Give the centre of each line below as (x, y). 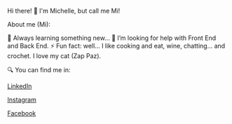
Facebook (22, 113)
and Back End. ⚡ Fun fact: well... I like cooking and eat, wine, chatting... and (116, 46)
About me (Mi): (29, 24)
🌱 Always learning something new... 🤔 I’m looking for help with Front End (112, 38)
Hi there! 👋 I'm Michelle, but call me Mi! (64, 11)
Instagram (22, 99)
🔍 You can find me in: (39, 70)
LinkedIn (20, 86)
